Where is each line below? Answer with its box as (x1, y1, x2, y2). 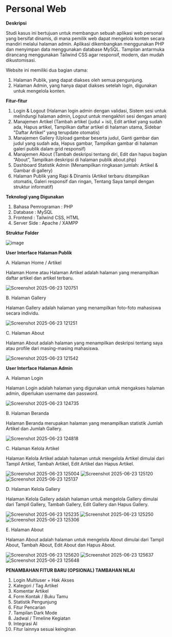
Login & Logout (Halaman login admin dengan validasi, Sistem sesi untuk (13, 107, 167, 114)
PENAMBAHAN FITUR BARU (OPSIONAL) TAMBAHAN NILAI (6, 567, 135, 573)
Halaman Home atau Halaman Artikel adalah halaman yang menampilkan (6, 269, 159, 275)
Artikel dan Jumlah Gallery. (6, 425, 63, 431)
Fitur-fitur (6, 98, 28, 104)
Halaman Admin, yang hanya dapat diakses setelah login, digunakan (13, 82, 158, 89)
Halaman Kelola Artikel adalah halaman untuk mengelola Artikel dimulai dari (6, 455, 165, 461)
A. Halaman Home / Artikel (6, 259, 62, 266)
